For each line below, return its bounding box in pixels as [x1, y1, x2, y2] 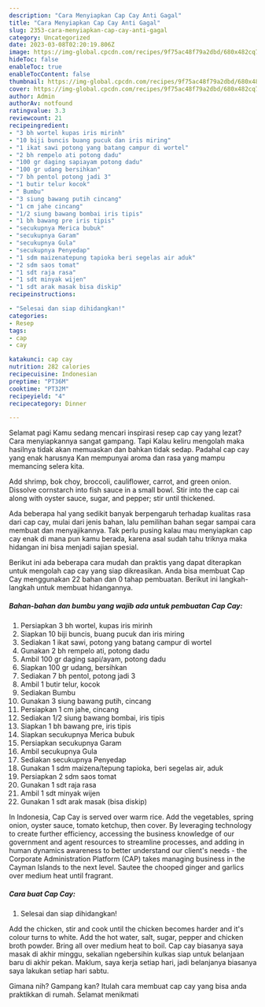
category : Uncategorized [9, 33, 90, 42]
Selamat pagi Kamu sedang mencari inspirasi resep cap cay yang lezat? [9, 428, 242, 438]
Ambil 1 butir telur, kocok [20, 679, 101, 689]
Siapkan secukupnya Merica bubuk [20, 730, 135, 739]
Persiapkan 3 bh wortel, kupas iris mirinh [20, 621, 153, 631]
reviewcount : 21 [9, 114, 62, 122]
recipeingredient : [9, 122, 69, 129]
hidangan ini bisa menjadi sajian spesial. [9, 542, 139, 552]
